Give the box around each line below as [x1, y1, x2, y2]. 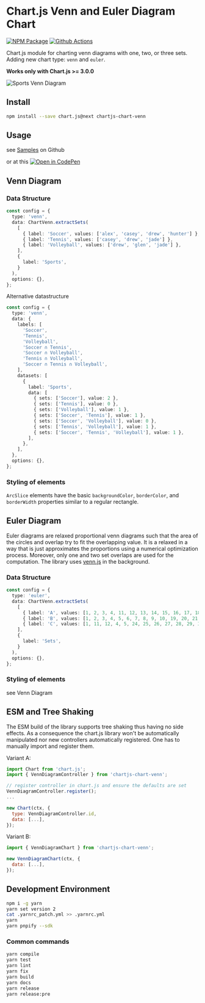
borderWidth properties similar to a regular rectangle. [6, 498, 139, 506]
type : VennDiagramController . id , [12, 810, 97, 817]
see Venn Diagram [6, 689, 53, 696]
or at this [6, 158, 29, 165]
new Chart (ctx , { [6, 805, 51, 811]
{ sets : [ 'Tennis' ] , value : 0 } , [33, 401, 119, 407]
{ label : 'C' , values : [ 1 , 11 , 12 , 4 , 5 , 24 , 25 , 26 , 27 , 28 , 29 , [22, 621, 195, 627]
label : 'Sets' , [22, 638, 62, 644]
